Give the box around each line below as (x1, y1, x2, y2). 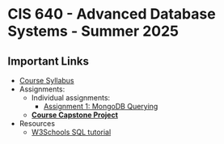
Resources (19, 119, 56, 128)
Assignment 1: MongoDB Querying (43, 102, 158, 111)
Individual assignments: (31, 93, 111, 102)
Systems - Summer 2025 (7, 22, 180, 40)
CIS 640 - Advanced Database (7, 5, 216, 23)
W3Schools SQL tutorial (31, 127, 112, 137)
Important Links (7, 54, 90, 68)
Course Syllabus (19, 76, 74, 85)
